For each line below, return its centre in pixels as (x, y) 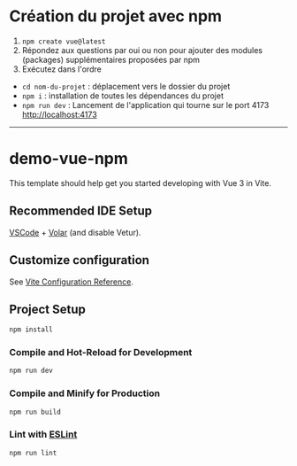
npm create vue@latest (64, 42)
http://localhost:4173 (59, 114)
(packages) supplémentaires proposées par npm (111, 59)
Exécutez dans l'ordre (61, 69)
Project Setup (48, 309)
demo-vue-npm (69, 159)
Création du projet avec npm (116, 16)
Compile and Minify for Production (85, 393)
